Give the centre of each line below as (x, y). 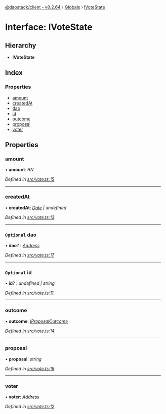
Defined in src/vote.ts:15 (30, 179)
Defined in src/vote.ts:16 (30, 368)
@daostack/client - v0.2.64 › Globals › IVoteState (55, 7)
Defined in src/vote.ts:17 (30, 255)
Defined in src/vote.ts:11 (29, 293)
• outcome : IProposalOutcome (37, 321)
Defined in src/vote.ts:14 (30, 331)
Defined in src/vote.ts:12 (30, 407)
